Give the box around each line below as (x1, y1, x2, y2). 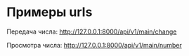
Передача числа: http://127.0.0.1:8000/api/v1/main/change (6, 27, 177, 36)
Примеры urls (6, 4, 93, 20)
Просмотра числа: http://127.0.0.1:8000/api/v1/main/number (6, 41, 182, 49)
